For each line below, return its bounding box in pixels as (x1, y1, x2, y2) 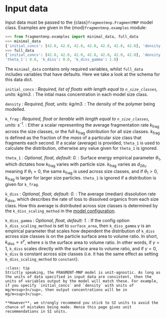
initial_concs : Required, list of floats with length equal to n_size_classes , (5, 86, 158, 92)
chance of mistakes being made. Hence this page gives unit (5, 305, 132, 310)
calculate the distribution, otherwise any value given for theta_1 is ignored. (5, 145, 158, 151)
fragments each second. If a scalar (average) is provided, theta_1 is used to (5, 140, 160, 146)
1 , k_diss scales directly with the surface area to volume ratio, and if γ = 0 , (5, 246, 157, 252)
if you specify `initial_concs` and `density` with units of (5, 283, 134, 288)
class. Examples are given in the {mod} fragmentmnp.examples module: (5, 24, 147, 30)
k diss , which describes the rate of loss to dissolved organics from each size (5, 196, 159, 203)
